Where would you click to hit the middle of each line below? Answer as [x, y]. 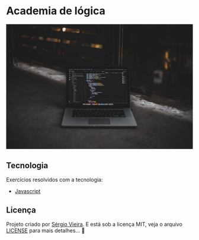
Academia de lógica [56, 11]
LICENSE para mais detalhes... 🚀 [46, 230]
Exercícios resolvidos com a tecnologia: [54, 180]
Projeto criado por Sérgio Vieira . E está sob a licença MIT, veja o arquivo [94, 225]
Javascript [28, 191]
